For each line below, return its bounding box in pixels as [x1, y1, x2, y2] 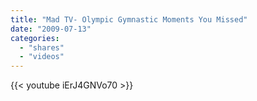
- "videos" [19, 52, 65, 62]
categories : [10, 33, 60, 43]
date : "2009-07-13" [10, 24, 92, 34]
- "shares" [19, 42, 65, 53]
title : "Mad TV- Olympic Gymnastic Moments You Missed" [10, 14, 248, 25]
